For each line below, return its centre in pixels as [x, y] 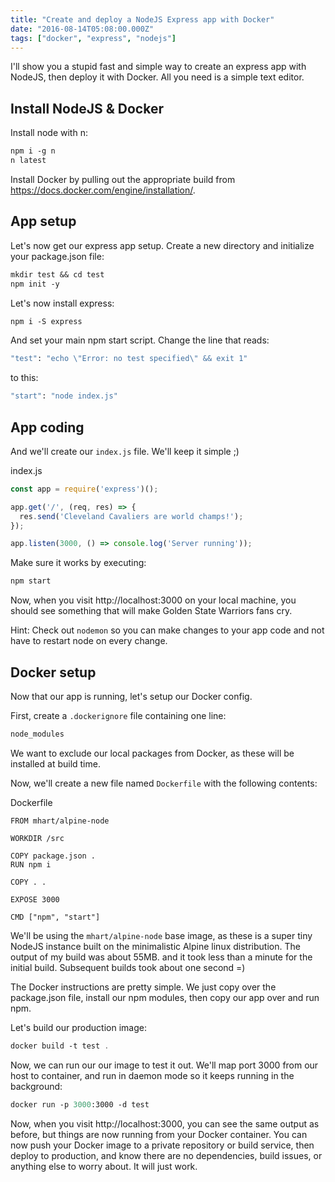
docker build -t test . [60, 1046]
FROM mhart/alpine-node [60, 821]
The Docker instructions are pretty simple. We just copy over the [143, 987]
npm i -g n [33, 151]
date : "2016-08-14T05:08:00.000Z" [82, 29]
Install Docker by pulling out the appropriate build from [123, 179]
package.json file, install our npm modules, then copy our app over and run [165, 997]
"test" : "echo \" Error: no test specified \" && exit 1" [129, 359]
